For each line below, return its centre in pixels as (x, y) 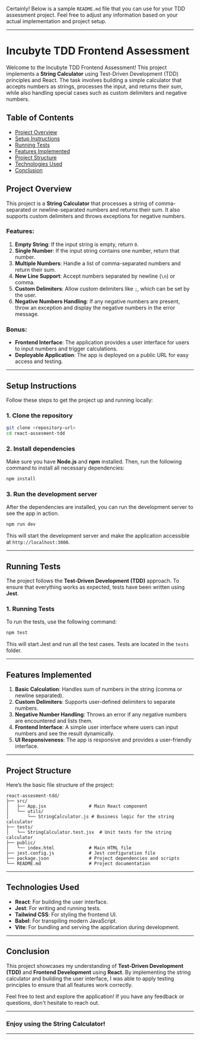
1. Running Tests (30, 609)
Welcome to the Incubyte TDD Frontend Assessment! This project (87, 67)
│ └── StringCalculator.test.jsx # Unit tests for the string (89, 832)
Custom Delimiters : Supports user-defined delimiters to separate (95, 702)
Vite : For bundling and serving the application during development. (97, 927)
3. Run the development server (52, 494)
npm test (17, 633)
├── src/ (17, 801)
